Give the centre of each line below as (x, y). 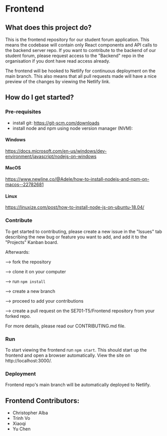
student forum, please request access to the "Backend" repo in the (75, 56)
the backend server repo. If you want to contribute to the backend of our (81, 50)
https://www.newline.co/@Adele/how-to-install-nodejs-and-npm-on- (77, 179)
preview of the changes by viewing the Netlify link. (58, 82)
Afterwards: (17, 252)
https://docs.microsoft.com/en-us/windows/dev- (56, 151)
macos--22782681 (24, 184)
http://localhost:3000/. (29, 360)
